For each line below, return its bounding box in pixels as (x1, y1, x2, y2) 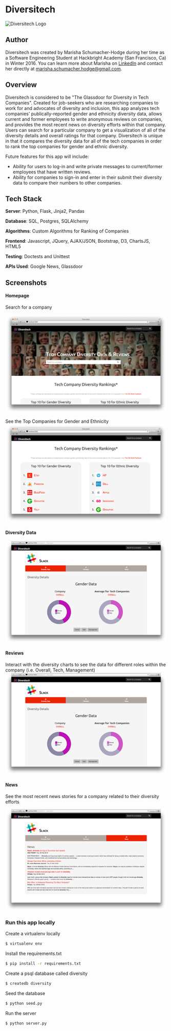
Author (5, 35, 28, 44)
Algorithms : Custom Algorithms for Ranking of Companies (5, 228, 129, 234)
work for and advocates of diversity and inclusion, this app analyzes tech (5, 105, 160, 111)
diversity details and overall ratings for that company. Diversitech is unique (5, 132, 163, 138)
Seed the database (5, 990, 45, 997)
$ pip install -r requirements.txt (5, 961, 81, 966)
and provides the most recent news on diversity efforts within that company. (5, 121, 166, 128)
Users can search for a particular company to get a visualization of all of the (5, 127, 165, 133)
